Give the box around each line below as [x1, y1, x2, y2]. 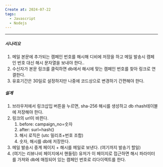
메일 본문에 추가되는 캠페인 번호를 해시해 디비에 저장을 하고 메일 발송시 [12, 54, 146, 60]
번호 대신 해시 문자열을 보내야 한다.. [17, 60, 85, 66]
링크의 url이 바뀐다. [12, 115, 49, 121]
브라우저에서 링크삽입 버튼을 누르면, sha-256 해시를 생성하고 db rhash [12, 103, 147, 109]
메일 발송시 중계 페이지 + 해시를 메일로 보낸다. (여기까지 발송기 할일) [12, 145, 141, 151]
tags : [5, 12, 16, 16]
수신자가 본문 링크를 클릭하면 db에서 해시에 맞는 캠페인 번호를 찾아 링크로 [12, 66, 151, 72]
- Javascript [9, 16, 36, 21]
